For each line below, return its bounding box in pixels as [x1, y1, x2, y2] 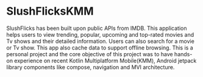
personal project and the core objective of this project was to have [6, 50, 173, 57]
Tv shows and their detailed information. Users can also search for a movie [6, 37, 195, 45]
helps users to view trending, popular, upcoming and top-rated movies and [6, 31, 194, 38]
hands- [174, 50, 193, 57]
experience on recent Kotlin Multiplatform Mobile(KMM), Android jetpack [14, 57, 197, 64]
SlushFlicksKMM [6, 4, 94, 18]
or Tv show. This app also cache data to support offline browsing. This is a [6, 44, 193, 51]
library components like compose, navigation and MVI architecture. [6, 63, 175, 71]
